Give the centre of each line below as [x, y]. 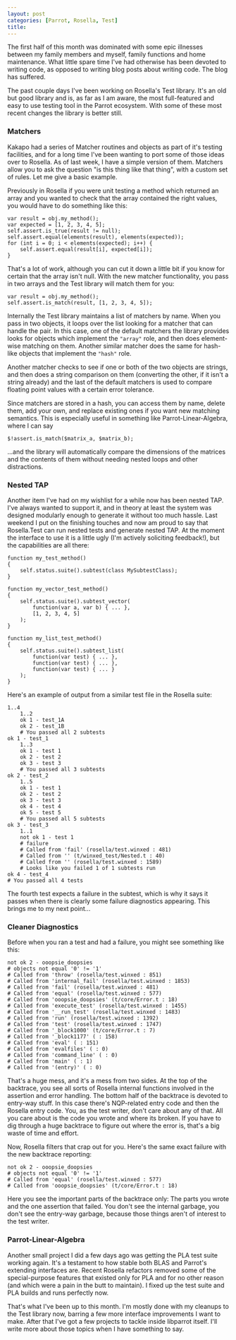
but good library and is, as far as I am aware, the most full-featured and [111, 98]
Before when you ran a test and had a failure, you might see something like [116, 942]
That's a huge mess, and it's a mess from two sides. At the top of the [107, 1081]
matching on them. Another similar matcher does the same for [112, 346]
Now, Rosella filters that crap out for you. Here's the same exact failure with [117, 1147]
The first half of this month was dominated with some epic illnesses [105, 47]
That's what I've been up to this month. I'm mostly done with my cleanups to [118, 1306]
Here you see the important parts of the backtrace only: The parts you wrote [118, 1199]
